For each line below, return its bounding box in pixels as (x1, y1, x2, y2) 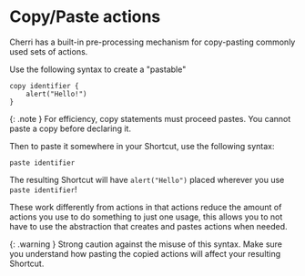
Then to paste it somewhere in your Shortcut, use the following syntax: (9, 140, 275, 151)
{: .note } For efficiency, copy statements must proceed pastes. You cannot (9, 113, 291, 124)
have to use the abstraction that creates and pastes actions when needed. (9, 220, 289, 231)
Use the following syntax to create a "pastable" (9, 64, 187, 75)
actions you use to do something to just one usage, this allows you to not (9, 211, 283, 222)
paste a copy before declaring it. (9, 123, 132, 134)
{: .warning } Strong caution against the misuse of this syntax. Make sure (9, 239, 283, 250)
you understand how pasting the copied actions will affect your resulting (9, 248, 281, 259)
